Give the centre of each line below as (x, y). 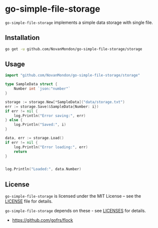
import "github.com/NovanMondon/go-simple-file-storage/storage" (72, 76)
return (20, 152)
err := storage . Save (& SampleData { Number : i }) (52, 106)
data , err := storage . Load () (35, 138)
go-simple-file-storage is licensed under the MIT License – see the (73, 196)
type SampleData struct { (31, 84)
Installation (22, 38)
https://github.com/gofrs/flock (43, 220)
